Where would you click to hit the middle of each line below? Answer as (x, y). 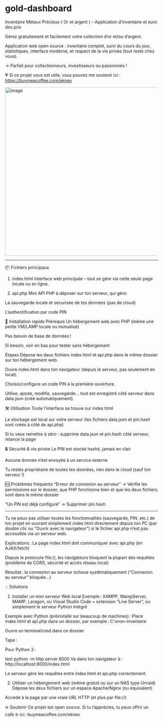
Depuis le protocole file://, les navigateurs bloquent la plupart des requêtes (80, 557)
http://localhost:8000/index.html (37, 664)
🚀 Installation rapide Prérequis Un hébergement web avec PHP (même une (79, 321)
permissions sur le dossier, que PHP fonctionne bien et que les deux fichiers (81, 489)
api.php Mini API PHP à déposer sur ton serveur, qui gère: (70, 293)
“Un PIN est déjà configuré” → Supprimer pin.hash (55, 504)
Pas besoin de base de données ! (38, 336)
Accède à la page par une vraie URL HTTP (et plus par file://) (66, 697)
